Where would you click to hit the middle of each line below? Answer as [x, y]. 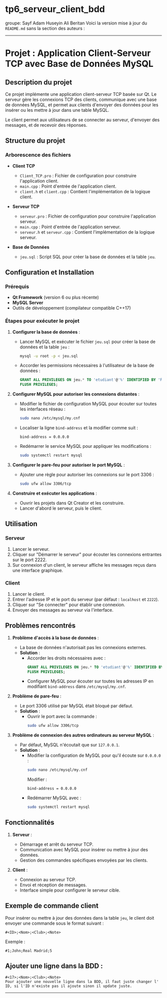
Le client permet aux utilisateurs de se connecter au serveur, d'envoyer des [83, 120]
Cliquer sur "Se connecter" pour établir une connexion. [69, 605]
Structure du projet [35, 141]
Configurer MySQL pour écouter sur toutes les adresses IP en [90, 681]
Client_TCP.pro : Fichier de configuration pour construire [78, 175]
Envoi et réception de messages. [53, 885]
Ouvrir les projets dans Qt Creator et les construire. [72, 503]
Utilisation [21, 524]
